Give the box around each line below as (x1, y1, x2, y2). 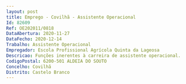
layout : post (6, 8, 38, 15)
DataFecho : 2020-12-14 (6, 36, 62, 42)
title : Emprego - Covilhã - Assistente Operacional (6, 14, 136, 20)
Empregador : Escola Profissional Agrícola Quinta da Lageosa (6, 47, 160, 53)
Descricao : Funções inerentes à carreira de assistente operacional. (6, 53, 181, 59)
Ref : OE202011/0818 (6, 25, 54, 31)
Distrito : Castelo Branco (6, 69, 70, 75)
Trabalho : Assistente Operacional (6, 42, 92, 48)
